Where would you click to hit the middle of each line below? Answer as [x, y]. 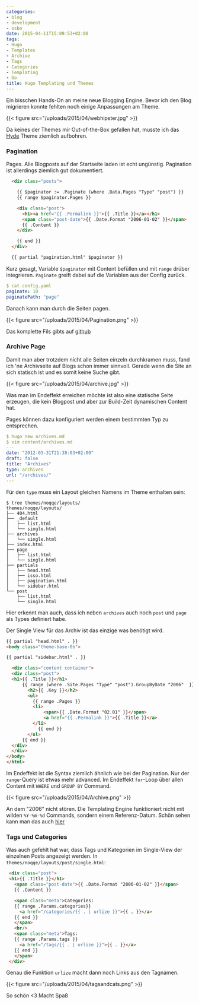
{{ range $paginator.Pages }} [54, 198]
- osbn [14, 28]
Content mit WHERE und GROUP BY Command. [59, 786]
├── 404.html [22, 513]
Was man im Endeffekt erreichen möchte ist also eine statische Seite [90, 395]
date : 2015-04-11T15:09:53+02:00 [47, 34]
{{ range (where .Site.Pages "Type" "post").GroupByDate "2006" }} [108, 684]
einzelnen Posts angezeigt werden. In [52, 856]
